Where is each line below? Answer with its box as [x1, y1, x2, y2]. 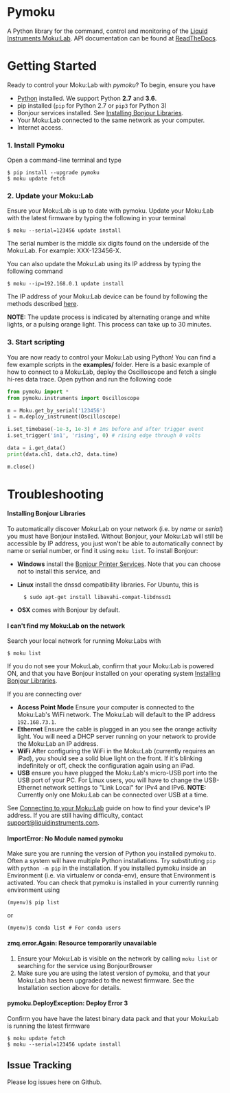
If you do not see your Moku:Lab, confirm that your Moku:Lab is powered [7, 662, 214, 670]
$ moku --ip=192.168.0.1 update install [7, 281, 125, 287]
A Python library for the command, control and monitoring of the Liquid [7, 27, 208, 35]
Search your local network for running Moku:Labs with [7, 637, 161, 645]
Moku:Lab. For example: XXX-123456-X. [7, 246, 122, 255]
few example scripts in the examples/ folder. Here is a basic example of [7, 360, 211, 368]
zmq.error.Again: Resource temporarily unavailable [7, 939, 157, 948]
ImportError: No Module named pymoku [7, 834, 124, 843]
